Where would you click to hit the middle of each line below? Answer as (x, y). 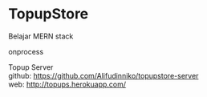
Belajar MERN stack (41, 36)
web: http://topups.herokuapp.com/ (67, 84)
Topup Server (31, 67)
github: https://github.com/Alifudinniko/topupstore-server (103, 75)
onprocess (26, 51)
